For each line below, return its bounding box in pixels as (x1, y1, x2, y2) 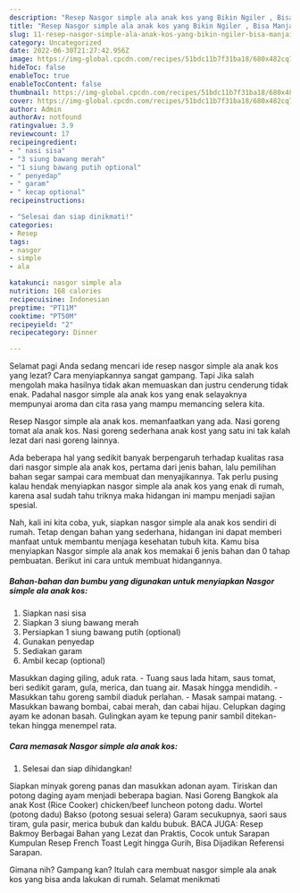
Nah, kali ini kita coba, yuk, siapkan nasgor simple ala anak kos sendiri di (9, 517, 277, 528)
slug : (9, 30, 29, 38)
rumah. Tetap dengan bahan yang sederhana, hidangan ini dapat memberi (9, 527, 282, 538)
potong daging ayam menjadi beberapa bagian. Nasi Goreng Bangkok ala (9, 790, 279, 801)
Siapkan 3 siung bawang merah (21, 617, 139, 628)
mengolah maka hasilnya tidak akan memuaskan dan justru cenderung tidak (9, 379, 288, 390)
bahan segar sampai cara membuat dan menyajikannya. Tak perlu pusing (9, 472, 279, 482)
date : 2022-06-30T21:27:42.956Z (9, 47, 129, 55)
